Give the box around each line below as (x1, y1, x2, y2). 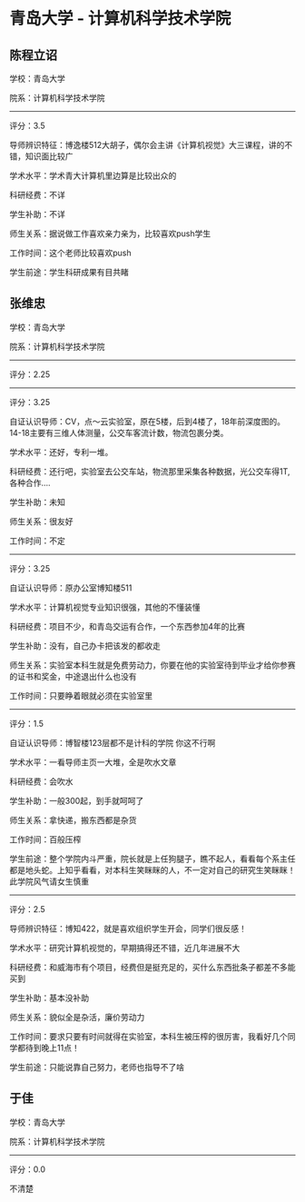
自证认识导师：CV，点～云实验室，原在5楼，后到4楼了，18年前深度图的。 (9, 415, 286, 427)
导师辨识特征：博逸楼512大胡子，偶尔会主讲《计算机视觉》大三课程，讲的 (9, 140, 285, 150)
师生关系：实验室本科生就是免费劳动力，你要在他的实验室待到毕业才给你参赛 (9, 660, 296, 671)
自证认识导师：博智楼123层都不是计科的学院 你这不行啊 (9, 737, 216, 748)
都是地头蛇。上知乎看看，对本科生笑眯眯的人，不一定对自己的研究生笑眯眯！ (9, 864, 296, 875)
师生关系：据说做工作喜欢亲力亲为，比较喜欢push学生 (9, 228, 212, 239)
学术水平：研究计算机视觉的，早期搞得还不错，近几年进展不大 (9, 942, 241, 953)
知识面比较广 (25, 151, 74, 162)
